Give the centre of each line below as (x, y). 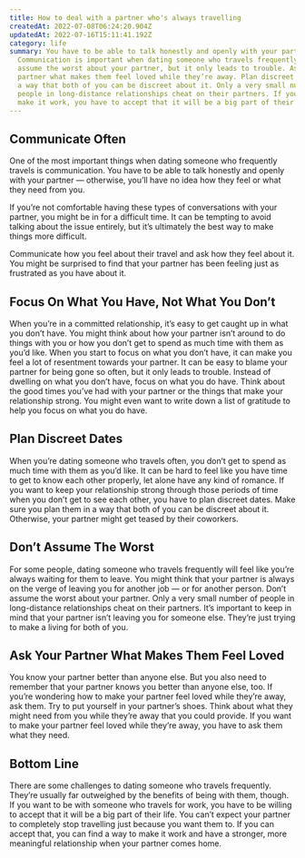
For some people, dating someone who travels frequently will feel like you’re (152, 569)
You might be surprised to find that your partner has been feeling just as (144, 263)
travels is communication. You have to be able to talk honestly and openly (147, 171)
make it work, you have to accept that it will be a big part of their (156, 102)
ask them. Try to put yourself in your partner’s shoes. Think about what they (151, 706)
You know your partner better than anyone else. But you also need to (138, 677)
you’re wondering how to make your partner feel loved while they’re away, (148, 696)
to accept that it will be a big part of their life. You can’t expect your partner (150, 814)
